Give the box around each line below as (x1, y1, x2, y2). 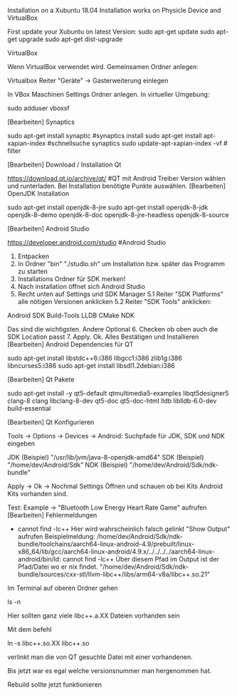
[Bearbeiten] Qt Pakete (7, 375, 75, 384)
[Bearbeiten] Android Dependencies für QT (7, 340, 134, 348)
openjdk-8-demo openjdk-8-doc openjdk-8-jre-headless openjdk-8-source (7, 211, 229, 219)
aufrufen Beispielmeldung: (17, 532, 95, 540)
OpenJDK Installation (7, 189, 70, 198)
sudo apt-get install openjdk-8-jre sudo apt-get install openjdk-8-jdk (7, 203, 209, 211)
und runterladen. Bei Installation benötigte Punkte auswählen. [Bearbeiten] (7, 181, 226, 190)
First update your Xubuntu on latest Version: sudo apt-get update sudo (7, 28, 215, 36)
